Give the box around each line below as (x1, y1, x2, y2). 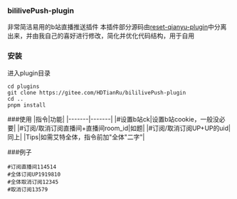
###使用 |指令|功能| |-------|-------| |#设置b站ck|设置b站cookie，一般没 (7, 114, 219, 123)
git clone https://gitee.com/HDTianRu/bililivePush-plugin (7, 89, 186, 96)
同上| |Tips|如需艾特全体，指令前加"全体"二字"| (7, 132, 145, 141)
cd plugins (7, 82, 40, 90)
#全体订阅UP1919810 (7, 171, 61, 178)
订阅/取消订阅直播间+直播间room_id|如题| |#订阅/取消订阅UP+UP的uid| (23, 124, 231, 132)
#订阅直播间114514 (7, 163, 57, 171)
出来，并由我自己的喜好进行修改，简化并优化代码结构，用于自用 (7, 31, 194, 41)
